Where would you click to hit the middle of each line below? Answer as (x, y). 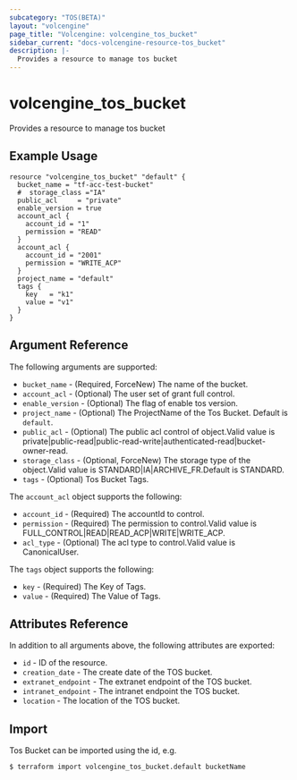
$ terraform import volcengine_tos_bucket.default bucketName (127, 767)
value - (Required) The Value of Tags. (91, 596)
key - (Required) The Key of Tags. (84, 586)
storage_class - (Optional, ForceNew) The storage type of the (136, 460)
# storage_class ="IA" (61, 192)
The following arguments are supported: (84, 367)
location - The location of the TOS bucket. (101, 701)
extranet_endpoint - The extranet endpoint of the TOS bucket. (137, 682)
